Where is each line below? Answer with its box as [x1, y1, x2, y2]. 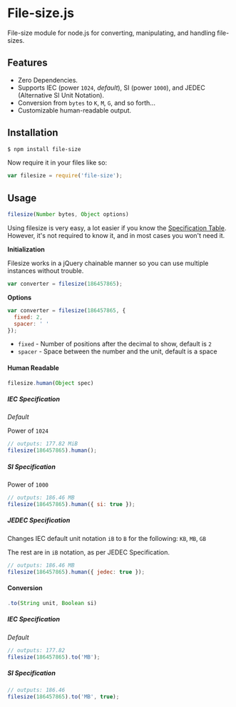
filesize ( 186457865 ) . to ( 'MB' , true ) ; [7, 693, 120, 701]
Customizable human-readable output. [17, 105, 132, 115]
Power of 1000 [7, 480, 48, 489]
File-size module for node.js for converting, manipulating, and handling [7, 29, 216, 37]
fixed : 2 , [14, 314, 43, 321]
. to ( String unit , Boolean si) [7, 599, 98, 607]
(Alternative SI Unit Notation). [17, 91, 105, 99]
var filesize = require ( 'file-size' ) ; [7, 172, 123, 180]
